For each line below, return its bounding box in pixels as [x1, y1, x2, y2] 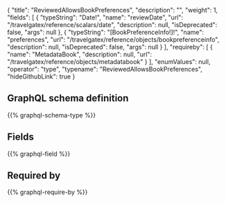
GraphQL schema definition [7, 92, 129, 104]
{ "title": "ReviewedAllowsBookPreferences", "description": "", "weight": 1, [7, 6, 218, 14]
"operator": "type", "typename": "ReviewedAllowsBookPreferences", [7, 65, 203, 73]
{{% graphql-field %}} [7, 149, 71, 158]
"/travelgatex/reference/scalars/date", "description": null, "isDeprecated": [7, 21, 218, 29]
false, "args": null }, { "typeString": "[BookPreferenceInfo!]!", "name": [7, 28, 205, 36]
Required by [7, 170, 61, 181]
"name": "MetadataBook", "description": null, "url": [7, 50, 153, 58]
